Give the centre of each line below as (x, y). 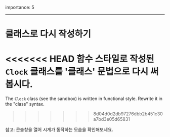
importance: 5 (20, 7)
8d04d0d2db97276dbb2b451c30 (128, 114)
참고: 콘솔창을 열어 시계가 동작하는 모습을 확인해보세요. (59, 130)
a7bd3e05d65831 (112, 119)
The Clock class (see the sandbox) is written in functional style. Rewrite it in (84, 99)
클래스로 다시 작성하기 (48, 34)
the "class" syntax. (25, 104)
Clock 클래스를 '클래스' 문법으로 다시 (77, 72)
